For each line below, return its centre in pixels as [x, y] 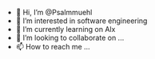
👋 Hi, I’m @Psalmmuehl [54, 12]
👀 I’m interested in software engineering [81, 21]
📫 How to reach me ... [53, 47]
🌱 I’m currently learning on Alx [66, 29]
